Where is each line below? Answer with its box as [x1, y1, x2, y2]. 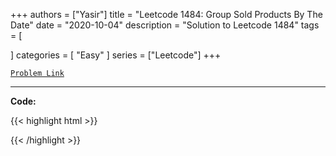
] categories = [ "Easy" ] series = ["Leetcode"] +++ [10, 49, 222, 61]
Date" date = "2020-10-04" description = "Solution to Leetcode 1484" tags [10, 19, 320, 31]
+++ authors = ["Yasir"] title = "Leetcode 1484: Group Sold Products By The [10, 9, 323, 20]
